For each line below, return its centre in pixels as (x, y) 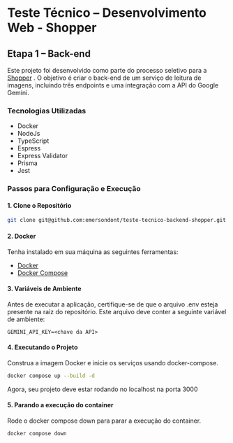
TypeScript (33, 141)
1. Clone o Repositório (39, 205)
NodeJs (29, 134)
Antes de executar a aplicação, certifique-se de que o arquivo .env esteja (113, 304)
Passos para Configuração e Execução (74, 189)
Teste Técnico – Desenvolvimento (107, 13)
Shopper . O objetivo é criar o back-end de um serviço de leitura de (104, 78)
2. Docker (22, 236)
